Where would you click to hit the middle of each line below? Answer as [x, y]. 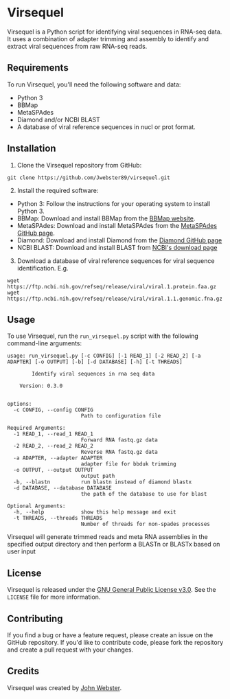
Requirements [38, 68]
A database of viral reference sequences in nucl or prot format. [106, 127]
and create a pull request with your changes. [70, 650]
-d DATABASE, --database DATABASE [62, 488]
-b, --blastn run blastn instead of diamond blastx [103, 482]
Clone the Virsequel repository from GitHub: [79, 165]
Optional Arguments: [37, 506]
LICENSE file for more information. [54, 597]
